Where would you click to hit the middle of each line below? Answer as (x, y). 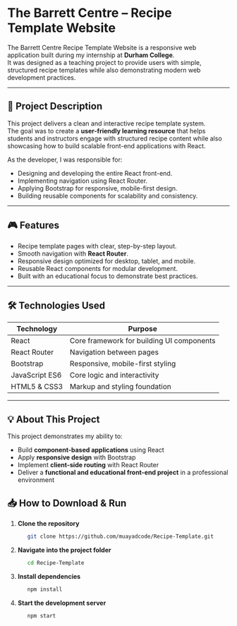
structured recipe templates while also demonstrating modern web (104, 70)
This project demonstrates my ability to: (65, 436)
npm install (45, 589)
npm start (42, 615)
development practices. (42, 77)
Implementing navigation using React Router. (83, 181)
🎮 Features (34, 225)
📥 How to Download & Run (67, 503)
